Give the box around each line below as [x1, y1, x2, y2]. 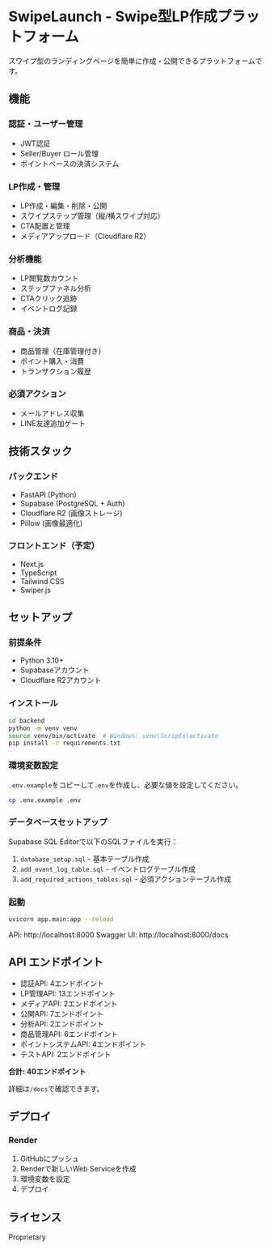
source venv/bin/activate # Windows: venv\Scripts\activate [8, 732, 219, 740]
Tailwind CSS [19, 576, 65, 586]
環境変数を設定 [19, 1174, 70, 1184]
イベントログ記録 [19, 304, 78, 314]
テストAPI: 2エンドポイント [19, 1049, 112, 1059]
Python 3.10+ [19, 655, 65, 665]
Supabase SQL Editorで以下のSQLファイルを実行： [8, 836, 179, 847]
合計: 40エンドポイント [8, 1066, 86, 1076]
